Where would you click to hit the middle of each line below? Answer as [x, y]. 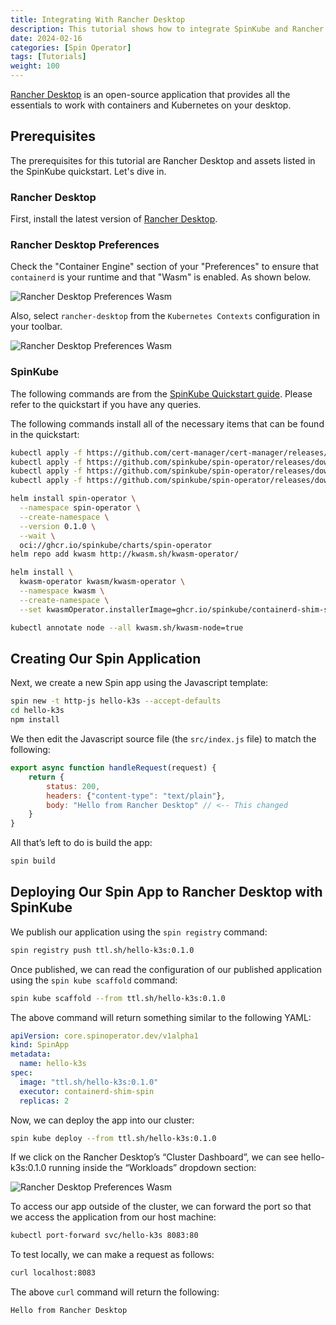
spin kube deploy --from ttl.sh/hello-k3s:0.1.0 [113, 1138]
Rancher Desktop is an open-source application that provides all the [150, 94]
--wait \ [37, 536]
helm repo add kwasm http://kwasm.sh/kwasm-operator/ [125, 554]
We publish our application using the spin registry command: [139, 932]
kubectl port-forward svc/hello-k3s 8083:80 [104, 1236]
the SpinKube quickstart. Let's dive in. [88, 171]
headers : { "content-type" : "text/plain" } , [136, 796]
